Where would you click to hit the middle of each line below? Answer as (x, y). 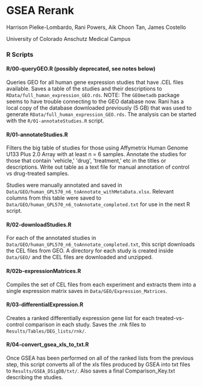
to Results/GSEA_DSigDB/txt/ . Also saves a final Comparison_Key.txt (91, 371)
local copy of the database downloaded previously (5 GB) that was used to (99, 108)
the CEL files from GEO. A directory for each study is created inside (90, 251)
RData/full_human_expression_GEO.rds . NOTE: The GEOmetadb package (93, 95)
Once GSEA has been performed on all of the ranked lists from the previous (100, 358)
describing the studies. (35, 377)
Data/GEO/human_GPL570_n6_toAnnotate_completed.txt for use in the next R (98, 204)
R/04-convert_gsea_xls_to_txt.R (48, 345)
